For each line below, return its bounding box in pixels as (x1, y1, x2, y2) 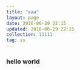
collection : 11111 (6, 32, 53, 38)
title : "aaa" (6, 9, 39, 15)
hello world (6, 57, 41, 66)
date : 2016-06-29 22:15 (6, 20, 67, 26)
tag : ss (6, 37, 26, 43)
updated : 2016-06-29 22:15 (6, 26, 75, 32)
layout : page (6, 15, 39, 21)
